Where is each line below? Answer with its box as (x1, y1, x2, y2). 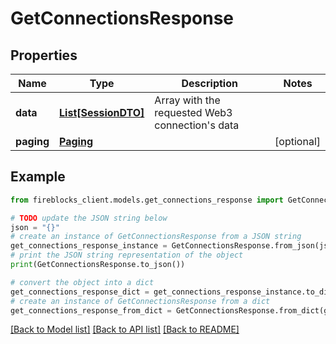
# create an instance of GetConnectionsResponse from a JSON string (10, 232, 302, 242)
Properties (10, 47, 78, 64)
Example (10, 168, 66, 186)
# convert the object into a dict (10, 277, 155, 287)
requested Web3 (154, 106, 233, 119)
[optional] (274, 135, 321, 148)
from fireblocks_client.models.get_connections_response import (10, 195, 284, 205)
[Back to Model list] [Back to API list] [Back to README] (10, 323, 240, 336)
